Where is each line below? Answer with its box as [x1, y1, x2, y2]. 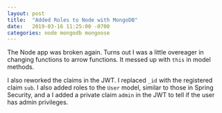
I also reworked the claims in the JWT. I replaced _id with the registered [7, 76, 213, 85]
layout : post [7, 10, 45, 17]
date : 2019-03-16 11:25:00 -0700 [7, 23, 110, 30]
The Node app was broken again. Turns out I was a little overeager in [7, 48, 205, 56]
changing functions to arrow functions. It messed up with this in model [7, 56, 212, 64]
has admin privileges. [7, 98, 69, 107]
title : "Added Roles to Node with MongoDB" [7, 17, 138, 23]
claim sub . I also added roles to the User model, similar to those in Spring [7, 83, 214, 92]
